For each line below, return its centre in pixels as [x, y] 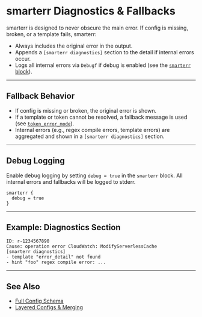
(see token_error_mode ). [44, 123]
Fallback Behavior [41, 96]
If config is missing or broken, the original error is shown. [86, 110]
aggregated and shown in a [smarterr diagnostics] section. [90, 136]
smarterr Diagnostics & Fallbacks [91, 11]
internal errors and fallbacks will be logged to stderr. [71, 181]
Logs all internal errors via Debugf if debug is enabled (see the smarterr [103, 65]
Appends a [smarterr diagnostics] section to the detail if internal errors [104, 52]
